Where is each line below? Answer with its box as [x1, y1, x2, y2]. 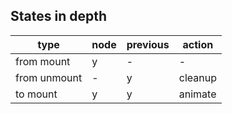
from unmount [15, 70, 83, 84]
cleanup [178, 70, 217, 84]
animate [178, 87, 217, 101]
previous [126, 37, 170, 51]
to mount [15, 87, 58, 101]
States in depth [10, 8, 108, 25]
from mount [15, 54, 71, 68]
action [182, 37, 214, 51]
